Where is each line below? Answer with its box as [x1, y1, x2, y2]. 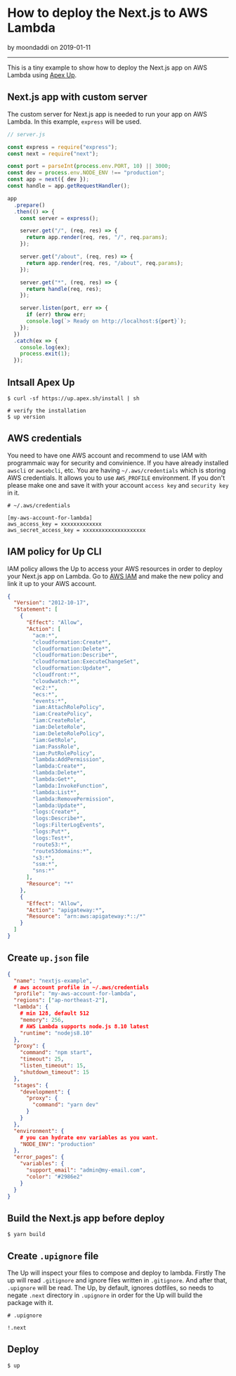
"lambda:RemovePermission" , [32, 796, 114, 803]
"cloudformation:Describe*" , [32, 651, 118, 658]
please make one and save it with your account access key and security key [7, 481, 229, 489]
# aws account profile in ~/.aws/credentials [13, 984, 150, 991]
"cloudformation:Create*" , [32, 638, 112, 646]
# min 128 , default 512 [20, 1010, 90, 1017]
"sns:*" [32, 867, 55, 874]
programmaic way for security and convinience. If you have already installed [7, 458, 229, 467]
